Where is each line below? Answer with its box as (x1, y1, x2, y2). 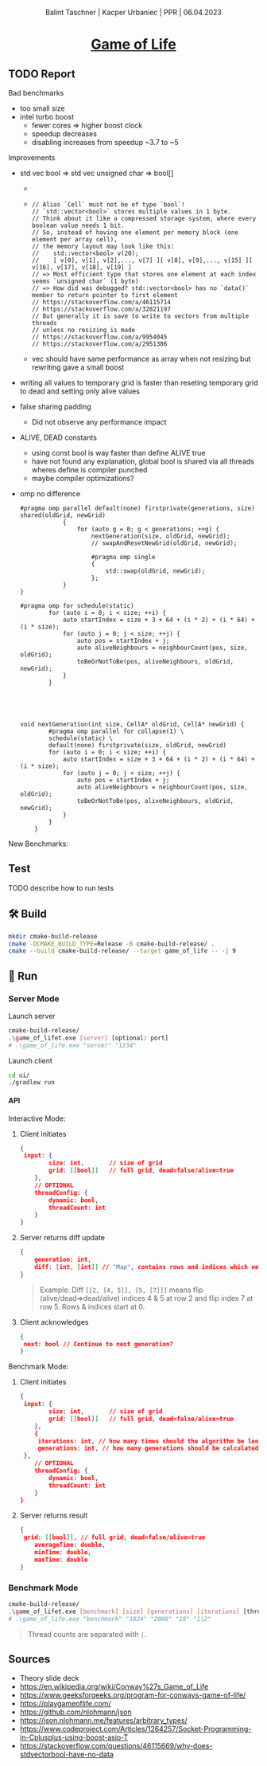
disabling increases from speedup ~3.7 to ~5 (31, 138, 179, 147)
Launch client (8, 1055, 53, 1065)
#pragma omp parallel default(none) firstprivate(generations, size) (19, 504, 256, 512)
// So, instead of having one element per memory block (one (31, 229, 238, 237)
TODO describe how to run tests (8, 883, 114, 892)
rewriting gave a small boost (31, 362, 125, 372)
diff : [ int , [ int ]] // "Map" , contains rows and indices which (34, 1263, 249, 1271)
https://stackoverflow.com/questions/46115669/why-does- (19, 1741, 213, 1751)
